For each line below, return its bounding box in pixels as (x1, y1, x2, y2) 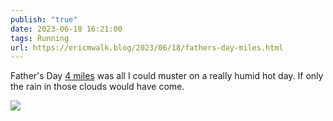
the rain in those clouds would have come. (10, 81, 185, 93)
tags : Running (10, 33, 70, 43)
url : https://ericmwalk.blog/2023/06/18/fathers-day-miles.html (10, 42, 284, 53)
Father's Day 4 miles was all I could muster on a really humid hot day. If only (10, 70, 324, 82)
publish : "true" (10, 14, 78, 25)
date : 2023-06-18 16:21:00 (10, 24, 123, 34)
